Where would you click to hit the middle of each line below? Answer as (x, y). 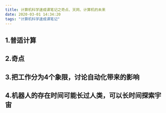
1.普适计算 (21, 40)
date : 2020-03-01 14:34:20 (33, 14)
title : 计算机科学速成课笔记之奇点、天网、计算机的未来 (55, 10)
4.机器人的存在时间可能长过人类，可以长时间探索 (80, 95)
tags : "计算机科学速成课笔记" (33, 19)
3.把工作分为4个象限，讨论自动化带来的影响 (72, 77)
